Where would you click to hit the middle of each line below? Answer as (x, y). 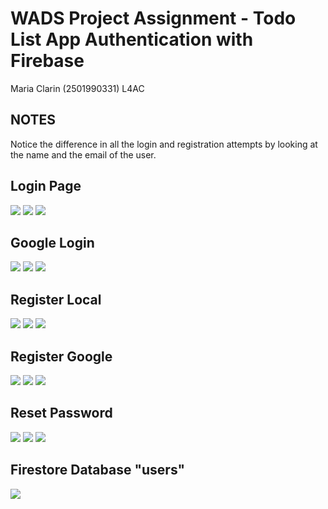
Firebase (47, 61)
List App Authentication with (132, 39)
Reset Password (61, 413)
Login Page (46, 186)
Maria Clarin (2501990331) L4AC (77, 88)
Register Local (56, 299)
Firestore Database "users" (98, 470)
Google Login (52, 242)
